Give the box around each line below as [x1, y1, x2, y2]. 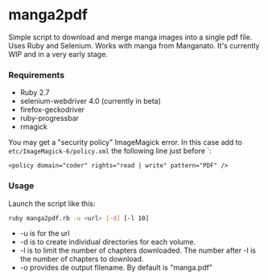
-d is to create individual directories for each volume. [19, 237, 196, 247]
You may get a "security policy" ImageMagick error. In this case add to [8, 138, 243, 147]
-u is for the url [19, 229, 70, 238]
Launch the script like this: [8, 199, 96, 208]
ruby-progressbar [19, 113, 79, 123]
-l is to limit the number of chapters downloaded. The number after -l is [19, 245, 256, 255]
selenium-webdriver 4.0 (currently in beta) [19, 97, 161, 106]
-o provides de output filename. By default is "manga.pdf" [19, 263, 213, 273]
